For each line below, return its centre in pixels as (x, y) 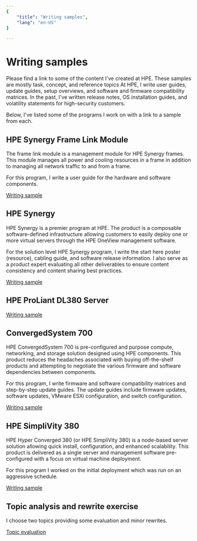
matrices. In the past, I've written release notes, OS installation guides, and (97, 97)
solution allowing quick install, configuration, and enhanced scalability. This (98, 446)
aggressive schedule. (32, 476)
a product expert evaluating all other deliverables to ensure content (88, 264)
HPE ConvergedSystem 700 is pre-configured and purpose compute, (90, 347)
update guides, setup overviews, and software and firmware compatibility (95, 91)
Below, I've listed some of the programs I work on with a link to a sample (94, 115)
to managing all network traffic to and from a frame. (69, 166)
